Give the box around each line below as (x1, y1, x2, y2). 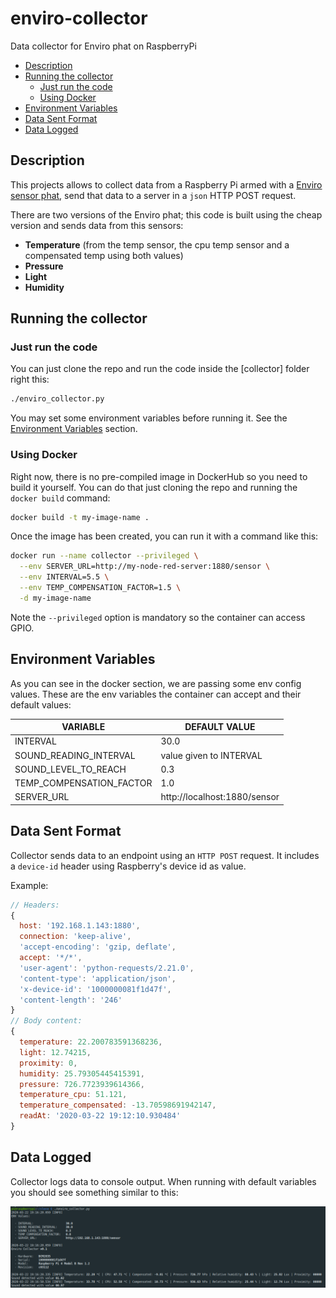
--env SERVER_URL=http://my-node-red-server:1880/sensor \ (19, 562, 271, 572)
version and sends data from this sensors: (10, 219, 184, 231)
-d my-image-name (19, 593, 92, 603)
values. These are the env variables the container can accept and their (10, 688, 302, 700)
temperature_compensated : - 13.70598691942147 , (19, 1100, 217, 1111)
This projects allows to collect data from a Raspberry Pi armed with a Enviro (10, 178, 323, 191)
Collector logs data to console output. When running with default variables (10, 1175, 317, 1187)
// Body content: (10, 1016, 83, 1026)
